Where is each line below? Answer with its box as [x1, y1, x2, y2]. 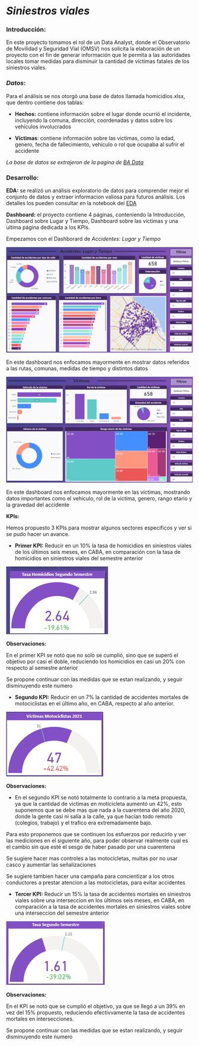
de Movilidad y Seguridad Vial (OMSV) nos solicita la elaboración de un [6, 45, 180, 52]
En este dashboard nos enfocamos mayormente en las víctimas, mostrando [6, 489, 191, 496]
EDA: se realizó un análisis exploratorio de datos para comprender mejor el [6, 187, 190, 194]
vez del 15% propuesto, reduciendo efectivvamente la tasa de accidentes [6, 1009, 185, 1016]
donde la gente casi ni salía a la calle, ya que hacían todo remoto [14, 812, 173, 820]
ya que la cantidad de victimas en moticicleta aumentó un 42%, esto [14, 800, 182, 807]
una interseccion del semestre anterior [14, 909, 110, 916]
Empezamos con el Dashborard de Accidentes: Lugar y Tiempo [6, 235, 161, 242]
